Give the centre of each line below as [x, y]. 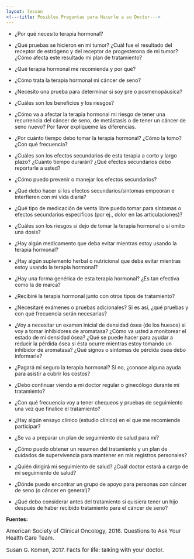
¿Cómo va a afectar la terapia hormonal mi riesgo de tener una [90, 114]
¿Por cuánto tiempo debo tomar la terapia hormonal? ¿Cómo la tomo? [98, 138]
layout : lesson [25, 11]
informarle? [28, 356]
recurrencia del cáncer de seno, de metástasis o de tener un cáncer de [100, 120]
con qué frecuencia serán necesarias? [60, 313]
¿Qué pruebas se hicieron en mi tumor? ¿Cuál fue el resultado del [93, 45]
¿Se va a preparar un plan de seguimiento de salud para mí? [87, 437]
